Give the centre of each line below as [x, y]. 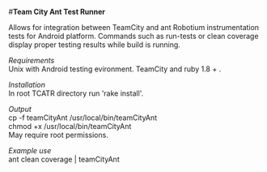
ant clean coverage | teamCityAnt [64, 159]
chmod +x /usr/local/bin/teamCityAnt [70, 126]
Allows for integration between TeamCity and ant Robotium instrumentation [134, 27]
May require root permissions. [59, 135]
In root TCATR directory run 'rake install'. [76, 93]
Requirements [32, 60]
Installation [27, 85]
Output [20, 109]
